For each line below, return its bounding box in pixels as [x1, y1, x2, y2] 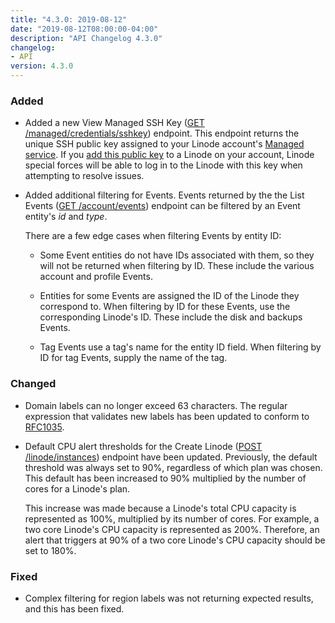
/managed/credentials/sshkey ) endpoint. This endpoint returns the [24, 127, 300, 140]
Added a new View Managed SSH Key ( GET [24, 117, 205, 129]
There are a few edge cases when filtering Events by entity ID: [24, 230, 282, 242]
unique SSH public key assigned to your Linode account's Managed [24, 138, 305, 150]
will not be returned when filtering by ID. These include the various [39, 260, 315, 272]
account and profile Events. [39, 271, 153, 283]
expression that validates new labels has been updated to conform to [24, 410, 310, 422]
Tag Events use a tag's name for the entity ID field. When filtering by [39, 341, 322, 353]
